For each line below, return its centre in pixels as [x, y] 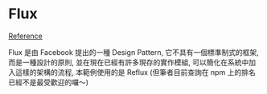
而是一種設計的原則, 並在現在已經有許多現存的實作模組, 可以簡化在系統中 [129, 62]
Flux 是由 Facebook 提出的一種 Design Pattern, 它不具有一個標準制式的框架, [133, 52]
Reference [25, 36]
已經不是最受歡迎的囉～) [49, 82]
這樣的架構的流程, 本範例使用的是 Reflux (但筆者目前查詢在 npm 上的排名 [135, 72]
